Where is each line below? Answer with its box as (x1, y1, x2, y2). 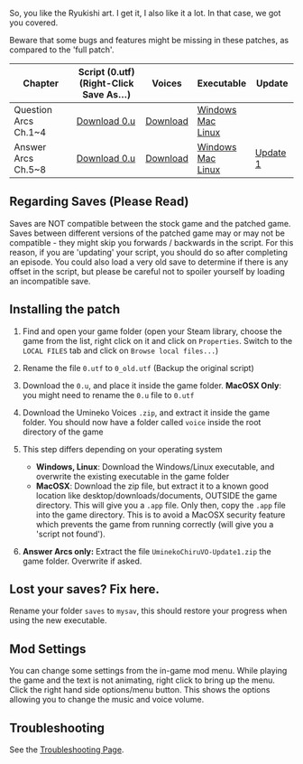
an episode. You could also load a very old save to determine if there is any (9, 256, 289, 267)
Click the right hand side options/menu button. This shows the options (9, 685, 271, 695)
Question (14, 104, 52, 116)
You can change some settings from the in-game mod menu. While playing (9, 666, 288, 676)
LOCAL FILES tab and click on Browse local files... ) (22, 345, 219, 356)
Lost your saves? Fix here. (9, 582, 161, 597)
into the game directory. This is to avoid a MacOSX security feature (35, 509, 286, 520)
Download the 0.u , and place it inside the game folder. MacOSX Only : (22, 379, 282, 391)
